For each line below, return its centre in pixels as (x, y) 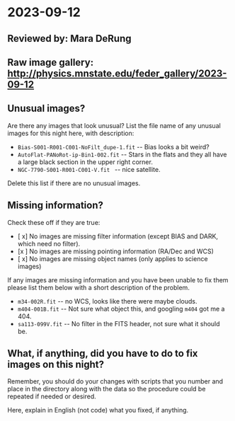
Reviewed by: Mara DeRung (70, 39)
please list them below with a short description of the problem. (98, 287)
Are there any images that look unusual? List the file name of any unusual (114, 125)
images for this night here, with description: (71, 133)
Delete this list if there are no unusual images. (74, 183)
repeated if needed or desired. (52, 396)
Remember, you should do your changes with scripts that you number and (115, 381)
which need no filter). (49, 243)
